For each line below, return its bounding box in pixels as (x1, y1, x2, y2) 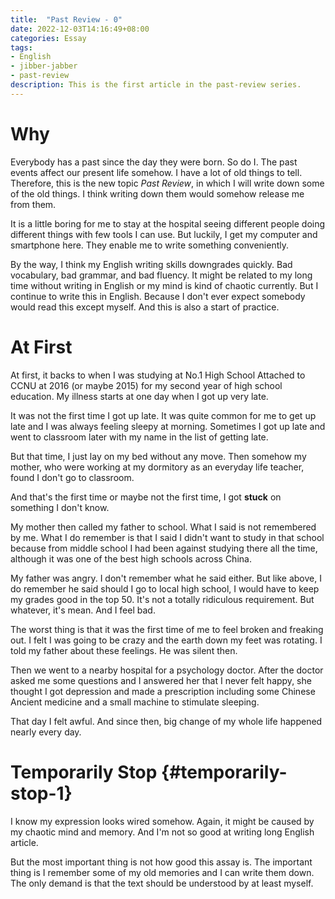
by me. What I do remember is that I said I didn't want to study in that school (10, 531, 325, 543)
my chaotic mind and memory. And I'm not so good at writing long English (10, 826, 315, 838)
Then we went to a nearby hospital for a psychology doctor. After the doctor (10, 664, 324, 676)
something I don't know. (10, 501, 110, 513)
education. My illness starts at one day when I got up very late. (10, 390, 269, 402)
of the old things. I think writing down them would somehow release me (10, 187, 305, 200)
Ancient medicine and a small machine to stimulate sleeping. (10, 696, 260, 708)
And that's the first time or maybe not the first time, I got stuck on (10, 491, 282, 503)
